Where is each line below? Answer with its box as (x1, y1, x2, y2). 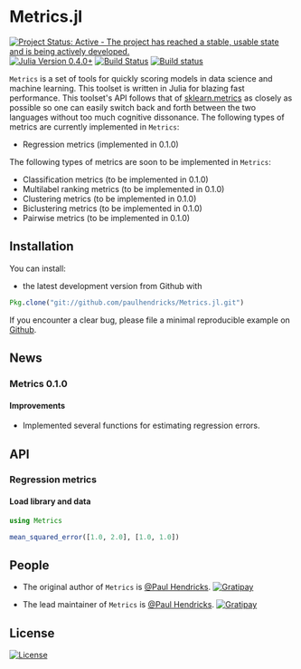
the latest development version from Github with (22, 280, 202, 291)
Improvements (9, 400, 66, 411)
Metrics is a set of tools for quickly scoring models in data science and (9, 73, 273, 83)
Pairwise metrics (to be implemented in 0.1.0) (22, 212, 191, 223)
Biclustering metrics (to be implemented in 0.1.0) (22, 202, 203, 214)
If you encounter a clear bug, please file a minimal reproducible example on (9, 315, 291, 325)
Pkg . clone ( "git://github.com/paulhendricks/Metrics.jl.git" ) (9, 297, 245, 307)
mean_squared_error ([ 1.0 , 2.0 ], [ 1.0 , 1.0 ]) (9, 532, 180, 541)
